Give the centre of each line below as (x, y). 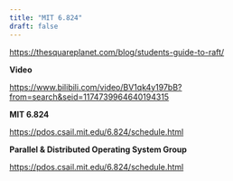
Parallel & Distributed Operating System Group (98, 149)
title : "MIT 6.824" (46, 18)
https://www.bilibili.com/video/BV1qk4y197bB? (96, 87)
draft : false (34, 26)
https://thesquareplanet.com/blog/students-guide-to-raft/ (117, 52)
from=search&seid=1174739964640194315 (89, 97)
